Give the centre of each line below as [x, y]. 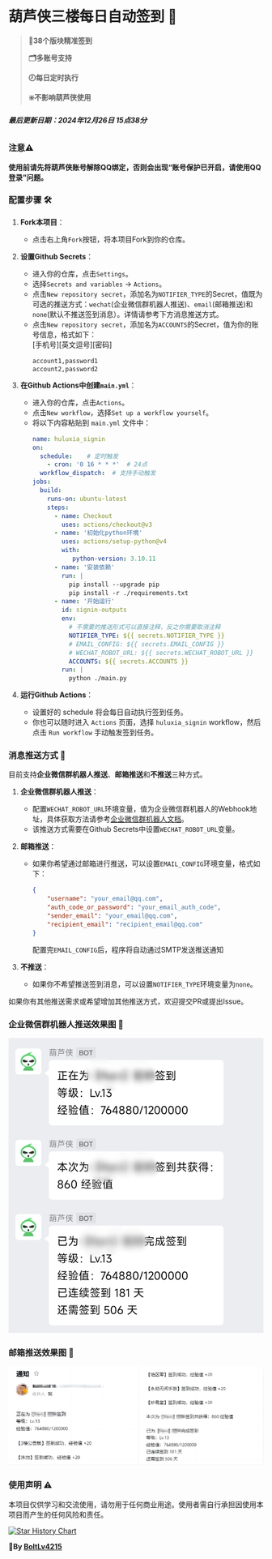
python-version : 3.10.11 [114, 559]
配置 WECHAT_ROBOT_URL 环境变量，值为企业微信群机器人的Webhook [141, 809]
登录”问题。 [28, 177]
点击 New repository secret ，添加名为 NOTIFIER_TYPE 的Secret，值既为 [147, 293]
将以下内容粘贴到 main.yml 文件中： [91, 422]
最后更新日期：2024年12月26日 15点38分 [78, 120]
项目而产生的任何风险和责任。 [58, 1514]
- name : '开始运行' [84, 602]
